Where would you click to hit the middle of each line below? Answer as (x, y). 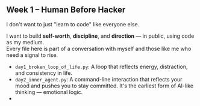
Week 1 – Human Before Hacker (66, 10)
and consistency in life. (44, 73)
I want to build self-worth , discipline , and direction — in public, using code (100, 36)
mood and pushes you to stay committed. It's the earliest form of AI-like (104, 86)
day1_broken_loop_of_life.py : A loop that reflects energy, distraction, (101, 66)
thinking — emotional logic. (49, 92)
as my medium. (25, 42)
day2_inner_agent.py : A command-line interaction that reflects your (98, 79)
